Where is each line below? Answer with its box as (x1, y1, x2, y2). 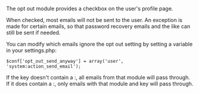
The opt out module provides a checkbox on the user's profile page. (6, 5, 173, 12)
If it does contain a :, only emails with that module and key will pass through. (6, 80, 194, 87)
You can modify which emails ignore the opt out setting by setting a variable (6, 41, 193, 47)
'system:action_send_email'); (6, 63, 82, 69)
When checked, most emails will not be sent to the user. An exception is (6, 17, 183, 23)
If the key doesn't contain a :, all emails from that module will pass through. (6, 74, 191, 81)
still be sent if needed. (6, 29, 61, 36)
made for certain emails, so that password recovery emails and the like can (6, 23, 191, 30)
